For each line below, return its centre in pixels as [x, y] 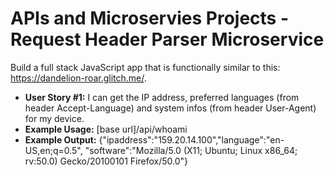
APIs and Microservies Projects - [150, 18]
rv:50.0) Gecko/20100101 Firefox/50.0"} [106, 161]
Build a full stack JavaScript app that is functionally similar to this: [145, 67]
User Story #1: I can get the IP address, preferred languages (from [162, 97]
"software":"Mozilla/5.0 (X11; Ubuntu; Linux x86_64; [191, 150]
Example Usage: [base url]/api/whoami [106, 129]
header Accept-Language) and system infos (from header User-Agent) [170, 108]
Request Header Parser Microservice [167, 39]
